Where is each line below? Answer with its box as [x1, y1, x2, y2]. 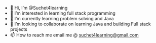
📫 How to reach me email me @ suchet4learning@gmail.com [10, 32, 139, 38]
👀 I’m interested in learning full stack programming [10, 10, 115, 16]
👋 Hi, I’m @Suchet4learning [10, 5, 68, 11]
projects [10, 26, 28, 32]
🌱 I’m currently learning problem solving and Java [10, 16, 114, 21]
